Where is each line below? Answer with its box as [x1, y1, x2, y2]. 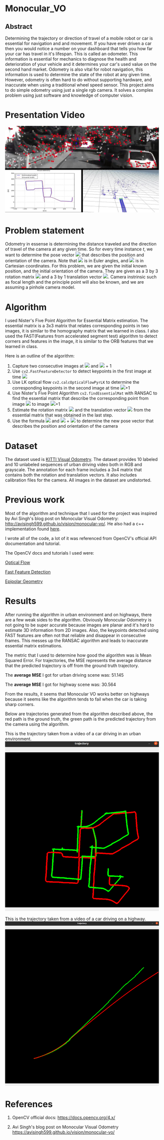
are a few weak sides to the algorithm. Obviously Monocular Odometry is [5, 617, 152, 623]
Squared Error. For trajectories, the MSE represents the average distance [5, 658, 151, 663]
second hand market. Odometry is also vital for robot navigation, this [5, 66, 143, 72]
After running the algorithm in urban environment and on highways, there [5, 612, 152, 618]
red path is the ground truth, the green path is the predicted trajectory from [5, 716, 156, 722]
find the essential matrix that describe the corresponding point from [12, 395, 149, 401]
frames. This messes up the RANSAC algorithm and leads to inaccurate [5, 638, 148, 643]
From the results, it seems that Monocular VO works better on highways [5, 691, 150, 697]
